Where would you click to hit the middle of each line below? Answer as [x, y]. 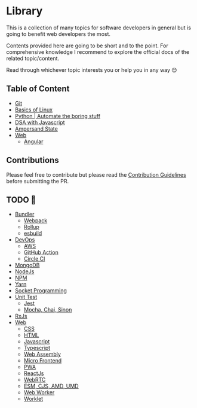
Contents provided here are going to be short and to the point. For [87, 46]
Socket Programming [41, 291]
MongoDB [27, 265]
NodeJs [24, 271]
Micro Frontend [43, 361]
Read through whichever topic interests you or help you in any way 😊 [92, 69]
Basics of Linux [33, 110]
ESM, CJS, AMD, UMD [51, 386]
